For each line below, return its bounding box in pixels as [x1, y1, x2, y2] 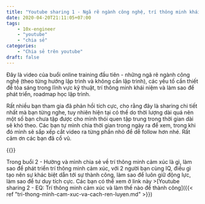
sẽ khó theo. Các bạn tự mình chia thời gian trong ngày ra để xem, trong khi [6, 121, 196, 128]
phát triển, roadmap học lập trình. [6, 90, 90, 97]
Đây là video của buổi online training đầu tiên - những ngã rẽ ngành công [6, 71, 190, 78]
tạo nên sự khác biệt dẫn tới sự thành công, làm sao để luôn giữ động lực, [6, 171, 191, 178]
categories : [6, 43, 37, 49]
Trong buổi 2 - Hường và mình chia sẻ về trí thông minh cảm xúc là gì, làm [6, 158, 192, 165]
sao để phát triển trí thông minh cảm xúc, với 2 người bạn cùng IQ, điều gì [6, 164, 191, 172]
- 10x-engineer [17, 26, 56, 32]
